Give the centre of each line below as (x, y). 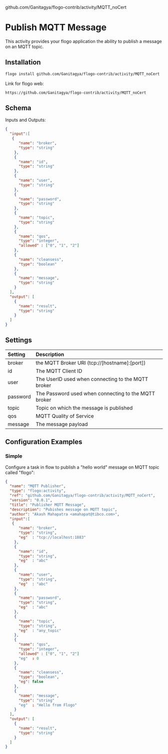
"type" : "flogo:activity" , (38, 491)
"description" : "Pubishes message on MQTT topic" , (63, 509)
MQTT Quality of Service (65, 416)
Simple (14, 456)
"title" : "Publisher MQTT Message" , (48, 505)
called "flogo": (20, 472)
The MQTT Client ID (59, 371)
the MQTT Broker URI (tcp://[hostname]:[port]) (91, 362)
